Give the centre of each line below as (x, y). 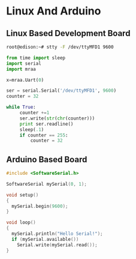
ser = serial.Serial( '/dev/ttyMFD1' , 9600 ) (61, 91)
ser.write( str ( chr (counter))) (57, 118)
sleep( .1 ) (32, 129)
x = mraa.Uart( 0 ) (25, 80)
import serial (24, 63)
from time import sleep (36, 58)
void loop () (21, 223)
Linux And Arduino (54, 11)
